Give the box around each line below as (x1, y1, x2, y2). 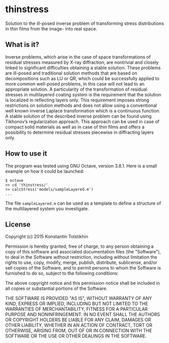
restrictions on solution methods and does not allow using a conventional (5, 102, 157, 108)
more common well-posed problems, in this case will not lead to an (5, 81, 145, 87)
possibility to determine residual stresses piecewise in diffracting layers (5, 129, 154, 135)
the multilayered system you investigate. (5, 205, 89, 211)
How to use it (5, 149, 47, 158)
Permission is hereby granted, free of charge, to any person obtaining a (5, 243, 154, 249)
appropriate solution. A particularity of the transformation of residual (5, 86, 147, 92)
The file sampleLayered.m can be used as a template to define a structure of (5, 200, 161, 206)
